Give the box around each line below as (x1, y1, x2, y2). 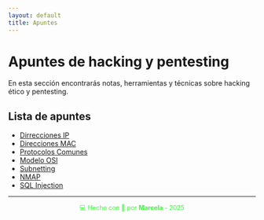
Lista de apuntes (8, 109, 92, 123)
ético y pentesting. (8, 87, 69, 97)
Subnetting (19, 164, 56, 174)
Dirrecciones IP (19, 130, 70, 140)
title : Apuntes (8, 19, 58, 27)
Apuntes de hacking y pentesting (8, 53, 229, 71)
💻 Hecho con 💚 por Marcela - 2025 (79, 203, 185, 212)
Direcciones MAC (19, 139, 77, 148)
